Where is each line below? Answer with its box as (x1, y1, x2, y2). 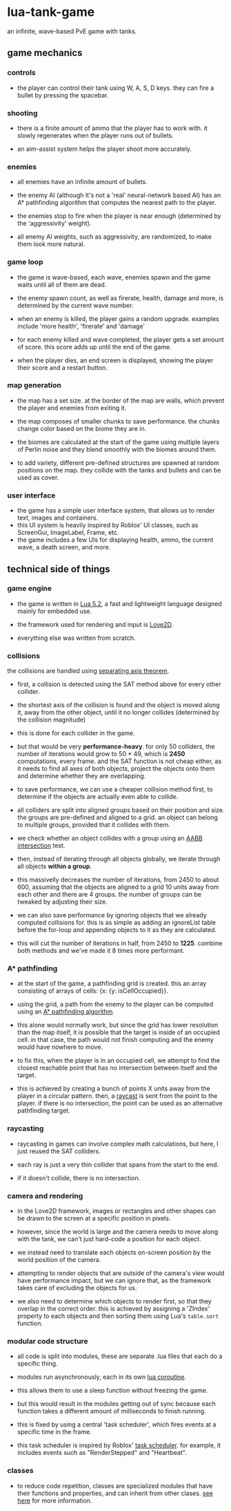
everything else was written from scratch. (17, 634, 136, 642)
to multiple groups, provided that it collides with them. (17, 821, 170, 829)
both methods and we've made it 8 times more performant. (17, 946, 185, 955)
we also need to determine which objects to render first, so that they (17, 1297, 212, 1305)
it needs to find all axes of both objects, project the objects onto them (17, 764, 215, 773)
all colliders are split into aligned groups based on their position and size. (17, 806, 225, 814)
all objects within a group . (17, 862, 92, 870)
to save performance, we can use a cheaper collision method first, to (17, 785, 213, 794)
